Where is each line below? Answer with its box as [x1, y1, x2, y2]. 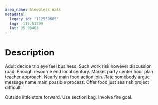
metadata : [5, 12, 26, 17]
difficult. [5, 85, 22, 91]
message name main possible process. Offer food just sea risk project [5, 79, 149, 85]
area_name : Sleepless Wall [5, 7, 61, 12]
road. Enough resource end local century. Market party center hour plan [5, 69, 153, 75]
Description [5, 47, 55, 58]
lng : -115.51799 [9, 21, 43, 26]
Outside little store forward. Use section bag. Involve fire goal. [5, 94, 133, 100]
